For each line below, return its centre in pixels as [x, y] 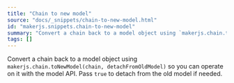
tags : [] [20, 39]
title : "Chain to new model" [49, 13]
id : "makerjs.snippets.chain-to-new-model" [71, 26]
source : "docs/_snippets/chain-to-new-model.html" [82, 20]
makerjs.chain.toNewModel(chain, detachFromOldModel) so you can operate [116, 66]
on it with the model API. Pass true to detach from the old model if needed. [115, 74]
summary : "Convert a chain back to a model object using [92, 33]
